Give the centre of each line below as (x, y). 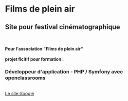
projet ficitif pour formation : (35, 59)
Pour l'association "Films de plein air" (44, 49)
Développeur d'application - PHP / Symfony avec (64, 71)
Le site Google (19, 94)
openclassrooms (25, 78)
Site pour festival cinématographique (63, 27)
